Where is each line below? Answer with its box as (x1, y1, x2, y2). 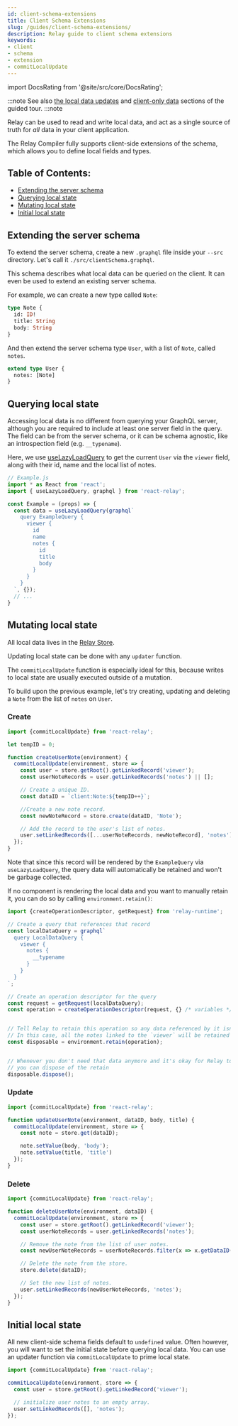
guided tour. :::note (7, 104, 63, 112)
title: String (13, 317, 55, 325)
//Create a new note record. (20, 805, 106, 813)
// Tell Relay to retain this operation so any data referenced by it (7, 1025, 220, 1033)
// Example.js (7, 474, 50, 481)
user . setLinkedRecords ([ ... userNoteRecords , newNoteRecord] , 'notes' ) (20, 832, 233, 839)
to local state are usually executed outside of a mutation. (7, 673, 173, 682)
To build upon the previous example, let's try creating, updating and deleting (7, 687, 230, 695)
